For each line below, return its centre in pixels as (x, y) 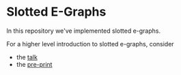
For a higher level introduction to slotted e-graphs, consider (90, 44)
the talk (27, 57)
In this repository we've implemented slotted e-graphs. (84, 31)
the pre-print (34, 64)
